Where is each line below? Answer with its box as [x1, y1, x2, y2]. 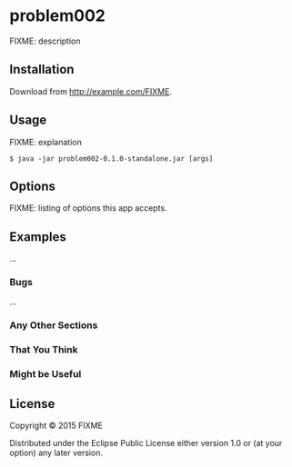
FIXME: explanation [9, 136, 82, 147]
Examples [9, 229, 66, 244]
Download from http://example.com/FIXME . [9, 85, 173, 96]
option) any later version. [9, 447, 103, 459]
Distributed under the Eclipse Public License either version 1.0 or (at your [9, 438, 283, 449]
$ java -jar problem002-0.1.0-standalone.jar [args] [9, 154, 214, 164]
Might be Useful [9, 368, 82, 381]
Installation [9, 62, 75, 77]
